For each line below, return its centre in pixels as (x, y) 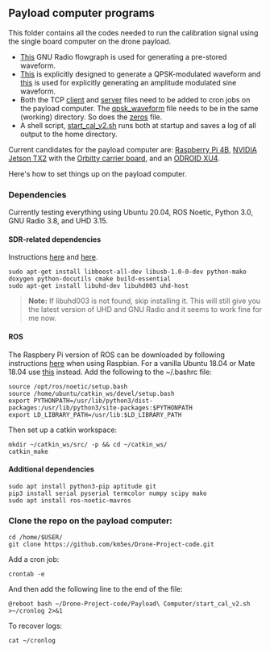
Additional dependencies (52, 469)
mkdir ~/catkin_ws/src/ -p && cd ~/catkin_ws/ (88, 444)
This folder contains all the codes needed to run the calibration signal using (133, 32)
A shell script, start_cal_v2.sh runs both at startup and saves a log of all (138, 125)
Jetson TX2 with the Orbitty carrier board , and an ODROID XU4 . (114, 158)
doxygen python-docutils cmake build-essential (90, 279)
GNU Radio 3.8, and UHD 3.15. (58, 221)
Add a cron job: (34, 559)
